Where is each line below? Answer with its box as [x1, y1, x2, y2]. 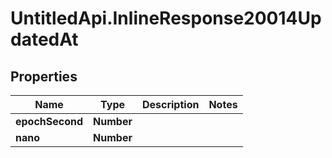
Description [141, 98, 200, 111]
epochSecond [15, 115, 84, 128]
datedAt [10, 28, 79, 51]
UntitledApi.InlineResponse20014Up [10, 7, 322, 30]
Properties [10, 68, 78, 85]
